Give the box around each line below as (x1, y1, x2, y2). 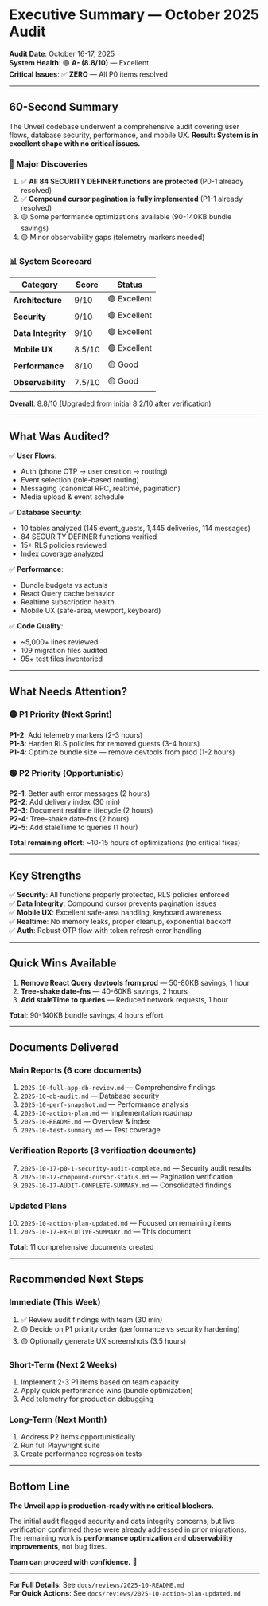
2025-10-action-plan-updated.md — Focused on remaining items (20, 1218, 231, 1228)
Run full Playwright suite (20, 1441, 100, 1451)
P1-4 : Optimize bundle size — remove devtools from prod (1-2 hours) (9, 747, 235, 757)
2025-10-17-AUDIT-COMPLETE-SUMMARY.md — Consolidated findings (20, 1180, 232, 1190)
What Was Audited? (9, 429, 110, 443)
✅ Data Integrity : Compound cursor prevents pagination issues (9, 899, 217, 908)
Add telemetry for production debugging (20, 1394, 153, 1404)
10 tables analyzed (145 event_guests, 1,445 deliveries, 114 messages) (20, 524, 251, 533)
